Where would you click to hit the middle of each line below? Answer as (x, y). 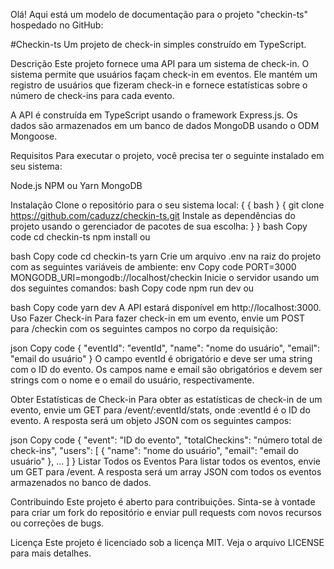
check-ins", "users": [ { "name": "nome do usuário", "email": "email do (154, 450)
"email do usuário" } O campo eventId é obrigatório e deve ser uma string (161, 358)
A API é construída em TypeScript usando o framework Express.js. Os (154, 115)
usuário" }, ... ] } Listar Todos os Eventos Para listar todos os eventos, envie (165, 461)
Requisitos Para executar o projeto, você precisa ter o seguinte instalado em (167, 155)
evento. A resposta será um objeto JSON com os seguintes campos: (151, 420)
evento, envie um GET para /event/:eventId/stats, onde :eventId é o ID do (160, 410)
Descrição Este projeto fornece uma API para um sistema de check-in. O (160, 63)
